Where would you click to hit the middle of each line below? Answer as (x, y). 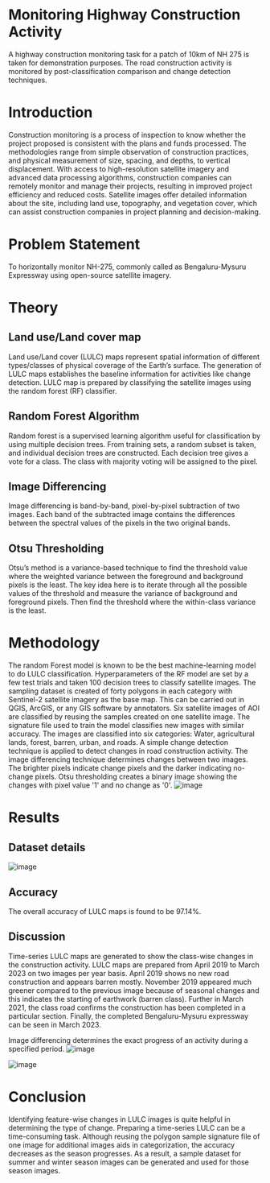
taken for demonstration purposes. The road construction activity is (120, 63)
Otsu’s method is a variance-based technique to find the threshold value (128, 568)
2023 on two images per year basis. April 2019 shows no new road (119, 973)
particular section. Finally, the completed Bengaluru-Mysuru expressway (129, 1015)
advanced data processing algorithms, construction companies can (120, 177)
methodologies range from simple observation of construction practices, (129, 151)
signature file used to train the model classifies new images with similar (126, 726)
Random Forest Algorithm (74, 416)
